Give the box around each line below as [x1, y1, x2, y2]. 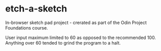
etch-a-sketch [5, 3, 67, 14]
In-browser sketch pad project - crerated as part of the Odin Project [5, 19, 147, 25]
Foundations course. [5, 24, 48, 30]
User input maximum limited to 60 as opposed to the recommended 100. [5, 34, 156, 40]
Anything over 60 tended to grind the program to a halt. [5, 39, 121, 45]
